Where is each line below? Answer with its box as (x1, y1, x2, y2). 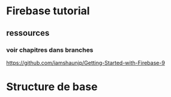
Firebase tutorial (6, 4, 90, 18)
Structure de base (6, 80, 98, 93)
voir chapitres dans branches (6, 46, 94, 54)
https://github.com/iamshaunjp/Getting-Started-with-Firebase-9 (6, 59, 165, 66)
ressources (6, 28, 50, 38)
